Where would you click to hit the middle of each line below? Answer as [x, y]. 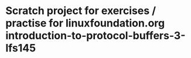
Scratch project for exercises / [81, 11]
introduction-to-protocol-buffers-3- [95, 36]
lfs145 [21, 48]
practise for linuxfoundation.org [85, 23]
